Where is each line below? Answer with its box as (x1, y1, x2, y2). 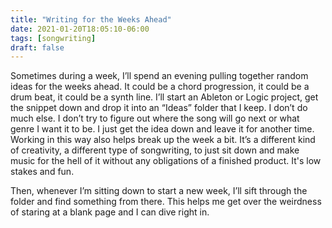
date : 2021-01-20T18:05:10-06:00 (10, 24, 150, 34)
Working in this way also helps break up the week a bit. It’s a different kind (10, 134, 316, 146)
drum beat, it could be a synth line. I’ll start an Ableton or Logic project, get (10, 91, 319, 103)
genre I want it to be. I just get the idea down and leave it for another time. (10, 123, 315, 135)
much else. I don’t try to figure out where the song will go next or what (10, 112, 300, 125)
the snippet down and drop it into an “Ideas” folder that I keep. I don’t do (10, 102, 308, 114)
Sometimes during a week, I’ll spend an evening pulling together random (10, 70, 309, 82)
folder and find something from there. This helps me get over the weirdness (10, 196, 322, 208)
